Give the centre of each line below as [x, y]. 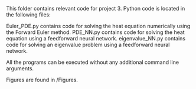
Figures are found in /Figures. [42, 80]
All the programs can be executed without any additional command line [92, 62]
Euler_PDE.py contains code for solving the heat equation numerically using [98, 26]
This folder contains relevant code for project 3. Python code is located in [96, 8]
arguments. [20, 69]
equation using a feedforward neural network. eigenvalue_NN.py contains [96, 38]
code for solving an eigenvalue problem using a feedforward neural [88, 44]
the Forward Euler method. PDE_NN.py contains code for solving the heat [95, 32]
